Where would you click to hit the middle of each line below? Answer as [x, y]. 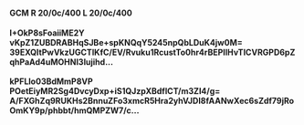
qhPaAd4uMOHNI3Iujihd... [62, 62]
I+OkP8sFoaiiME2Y [47, 33]
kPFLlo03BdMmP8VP [51, 81]
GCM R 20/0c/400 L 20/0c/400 [71, 13]
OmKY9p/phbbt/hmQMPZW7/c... [74, 110]
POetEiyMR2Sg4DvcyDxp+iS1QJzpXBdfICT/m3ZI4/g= [115, 91]
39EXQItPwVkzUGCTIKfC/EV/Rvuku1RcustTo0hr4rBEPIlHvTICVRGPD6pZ [152, 52]
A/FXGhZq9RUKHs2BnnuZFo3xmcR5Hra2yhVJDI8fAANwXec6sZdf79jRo [152, 101]
